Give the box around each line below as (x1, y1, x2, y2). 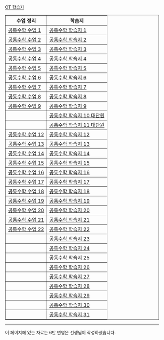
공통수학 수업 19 (8, 198, 44, 204)
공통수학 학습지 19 (49, 198, 90, 204)
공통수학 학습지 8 (49, 93, 87, 100)
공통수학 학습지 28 (49, 283, 90, 290)
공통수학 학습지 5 (49, 65, 87, 71)
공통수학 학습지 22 (49, 226, 90, 232)
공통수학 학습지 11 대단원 (49, 122, 105, 128)
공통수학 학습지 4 (49, 55, 87, 62)
